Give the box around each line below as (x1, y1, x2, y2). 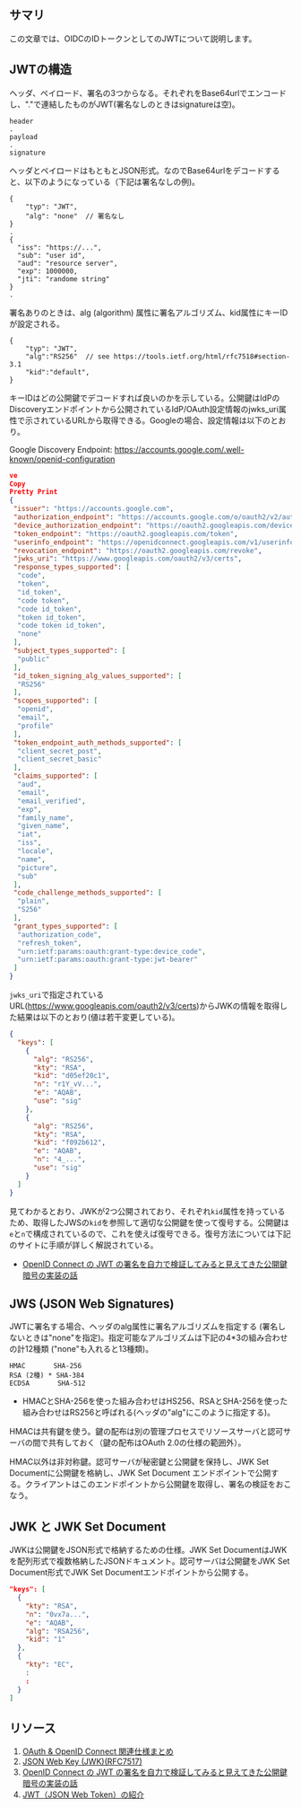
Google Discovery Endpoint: (9, 444, 113, 454)
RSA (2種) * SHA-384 (9, 1371, 85, 1380)
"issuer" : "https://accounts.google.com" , (13, 505, 175, 514)
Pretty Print (9, 488, 58, 497)
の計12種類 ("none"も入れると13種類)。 (9, 1344, 154, 1354)
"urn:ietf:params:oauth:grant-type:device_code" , (17, 947, 206, 956)
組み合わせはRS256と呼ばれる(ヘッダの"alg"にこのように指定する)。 (21, 1407, 276, 1418)
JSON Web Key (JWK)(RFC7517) (21, 1756, 143, 1767)
